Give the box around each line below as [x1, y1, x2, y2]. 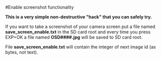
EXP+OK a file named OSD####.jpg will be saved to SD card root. [5, 34, 143, 40]
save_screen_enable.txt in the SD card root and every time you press [5, 29, 150, 34]
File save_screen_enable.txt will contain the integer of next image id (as [5, 44, 156, 49]
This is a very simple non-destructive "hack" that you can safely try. [5, 14, 152, 19]
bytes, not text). [5, 49, 38, 55]
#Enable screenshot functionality [5, 4, 74, 10]
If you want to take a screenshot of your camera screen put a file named [5, 23, 155, 29]
